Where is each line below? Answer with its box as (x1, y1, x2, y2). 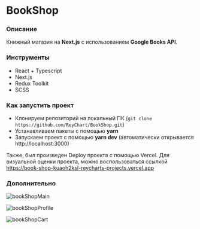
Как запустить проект (6, 101, 74, 109)
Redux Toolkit (14, 80, 49, 87)
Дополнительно (6, 179, 56, 187)
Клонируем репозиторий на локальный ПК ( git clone (14, 115, 153, 122)
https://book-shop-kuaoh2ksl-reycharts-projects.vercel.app (6, 164, 154, 172)
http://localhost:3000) (14, 140, 70, 147)
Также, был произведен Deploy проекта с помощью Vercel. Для (6, 152, 169, 159)
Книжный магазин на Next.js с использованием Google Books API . (6, 38, 178, 45)
